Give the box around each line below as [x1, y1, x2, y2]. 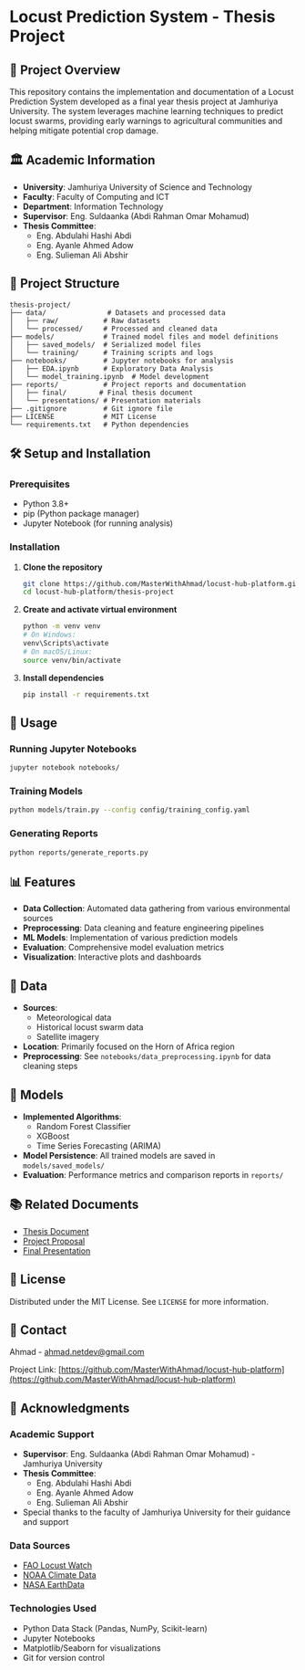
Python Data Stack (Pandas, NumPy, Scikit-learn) [22, 1623, 208, 1633]
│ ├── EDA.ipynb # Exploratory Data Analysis [9, 363, 214, 373]
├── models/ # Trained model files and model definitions [9, 331, 280, 341]
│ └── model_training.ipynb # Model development [9, 372, 209, 381]
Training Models [9, 785, 84, 798]
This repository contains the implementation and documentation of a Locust [9, 87, 294, 97]
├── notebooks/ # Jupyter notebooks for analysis [9, 356, 234, 365]
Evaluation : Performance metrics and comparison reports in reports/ [22, 1169, 284, 1180]
